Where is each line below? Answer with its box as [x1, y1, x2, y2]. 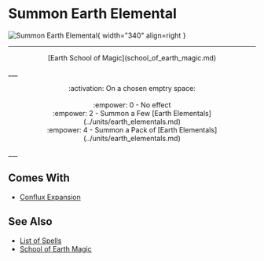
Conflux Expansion [19, 192, 81, 201]
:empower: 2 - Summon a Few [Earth [52, 108, 172, 118]
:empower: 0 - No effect [93, 100, 171, 110]
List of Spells [19, 236, 62, 245]
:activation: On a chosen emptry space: [68, 83, 196, 92]
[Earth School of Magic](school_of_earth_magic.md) [47, 53, 217, 63]
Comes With [8, 172, 71, 185]
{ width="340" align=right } [97, 31, 186, 40]
